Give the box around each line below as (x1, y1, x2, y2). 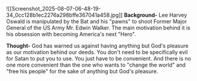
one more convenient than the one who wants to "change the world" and (6, 61, 186, 68)
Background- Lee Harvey (123, 11, 187, 19)
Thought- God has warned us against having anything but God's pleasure (6, 42, 189, 49)
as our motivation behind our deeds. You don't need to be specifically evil (6, 49, 188, 56)
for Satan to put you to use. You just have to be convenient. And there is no (6, 55, 192, 62)
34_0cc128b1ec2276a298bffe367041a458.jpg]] (6, 11, 123, 19)
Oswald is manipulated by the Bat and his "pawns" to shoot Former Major (6, 18, 187, 25)
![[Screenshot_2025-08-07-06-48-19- (6, 5, 101, 12)
